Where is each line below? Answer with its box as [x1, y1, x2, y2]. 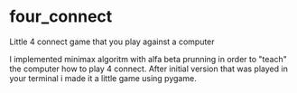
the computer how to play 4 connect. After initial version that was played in [9, 63, 289, 74]
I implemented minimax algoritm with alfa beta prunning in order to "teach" [9, 53, 287, 64]
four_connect [9, 6, 113, 27]
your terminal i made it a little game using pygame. [9, 72, 197, 83]
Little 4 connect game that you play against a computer [9, 36, 215, 47]
